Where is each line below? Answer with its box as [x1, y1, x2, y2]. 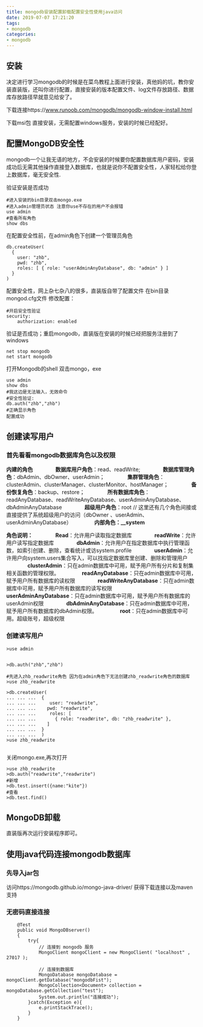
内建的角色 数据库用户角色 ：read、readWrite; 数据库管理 [6, 466, 190, 473]
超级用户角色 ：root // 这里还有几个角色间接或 [84, 504, 197, 511]
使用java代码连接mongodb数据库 [6, 849, 131, 859]
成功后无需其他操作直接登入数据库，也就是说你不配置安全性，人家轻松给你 [6, 163, 192, 170]
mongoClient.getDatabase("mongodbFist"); [6, 977, 112, 983]
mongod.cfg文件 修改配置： [6, 294, 76, 302]
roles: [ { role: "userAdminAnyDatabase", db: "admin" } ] [17, 265, 169, 271]
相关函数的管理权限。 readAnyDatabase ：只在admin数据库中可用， [6, 570, 197, 577]
